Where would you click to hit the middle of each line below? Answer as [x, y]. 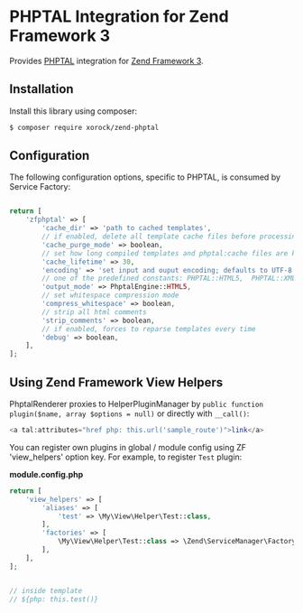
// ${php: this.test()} [54, 599]
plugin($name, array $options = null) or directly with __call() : [129, 413]
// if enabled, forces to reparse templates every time [149, 329]
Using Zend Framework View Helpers [116, 382]
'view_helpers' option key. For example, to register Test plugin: [126, 457]
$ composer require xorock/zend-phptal [84, 127]
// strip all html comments [94, 312]
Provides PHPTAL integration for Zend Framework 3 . [107, 60]
